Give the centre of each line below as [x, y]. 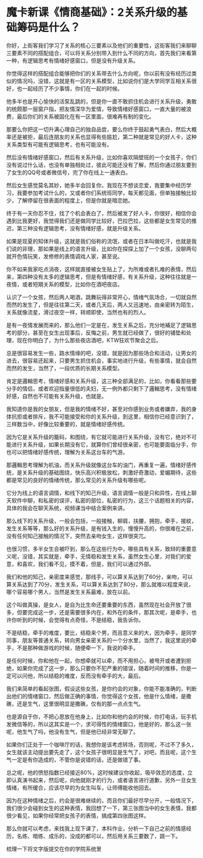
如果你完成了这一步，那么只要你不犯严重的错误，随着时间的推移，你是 [104, 668]
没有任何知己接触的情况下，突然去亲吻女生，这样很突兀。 [78, 536]
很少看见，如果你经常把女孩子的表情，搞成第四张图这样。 [78, 815]
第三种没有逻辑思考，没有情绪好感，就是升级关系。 [80, 228]
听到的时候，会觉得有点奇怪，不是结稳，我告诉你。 [80, 620]
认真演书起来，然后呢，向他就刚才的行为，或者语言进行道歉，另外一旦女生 [104, 780]
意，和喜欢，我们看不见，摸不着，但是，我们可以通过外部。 [80, 564]
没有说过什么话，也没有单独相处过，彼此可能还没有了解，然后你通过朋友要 [99, 164]
